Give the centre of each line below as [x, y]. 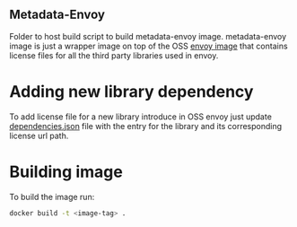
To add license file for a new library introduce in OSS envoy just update [140, 117]
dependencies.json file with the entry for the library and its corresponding [146, 126]
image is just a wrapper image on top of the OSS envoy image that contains [149, 46]
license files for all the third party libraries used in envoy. [114, 55]
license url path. [39, 135]
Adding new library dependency [131, 92]
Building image [66, 172]
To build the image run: [52, 196]
